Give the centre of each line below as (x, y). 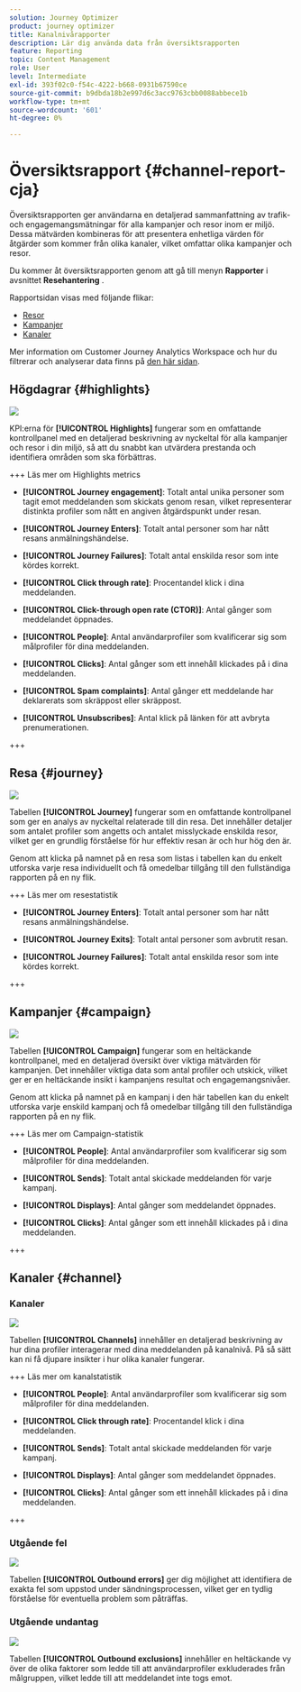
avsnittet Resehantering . (57, 280)
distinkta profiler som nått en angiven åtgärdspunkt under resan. (141, 511)
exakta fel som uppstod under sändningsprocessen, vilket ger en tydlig (141, 1589)
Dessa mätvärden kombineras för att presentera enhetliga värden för (137, 234)
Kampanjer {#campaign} (80, 1012)
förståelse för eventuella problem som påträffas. (99, 1599)
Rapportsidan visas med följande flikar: (82, 297)
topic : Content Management (60, 59)
